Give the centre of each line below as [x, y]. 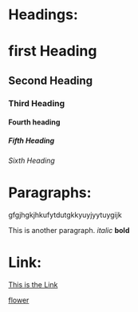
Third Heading [37, 103]
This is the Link [33, 285]
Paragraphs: [50, 193]
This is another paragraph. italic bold [69, 231]
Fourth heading [34, 122]
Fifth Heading [32, 140]
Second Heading [51, 80]
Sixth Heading [32, 160]
